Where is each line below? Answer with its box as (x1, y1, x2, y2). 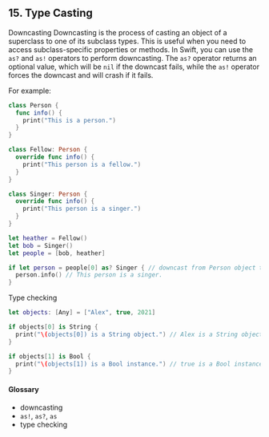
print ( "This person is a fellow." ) (22, 160, 142, 168)
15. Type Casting (8, 6, 94, 20)
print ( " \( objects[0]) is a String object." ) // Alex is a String (15, 330, 239, 338)
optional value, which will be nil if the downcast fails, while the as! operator (8, 62, 260, 71)
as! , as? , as (19, 411, 58, 420)
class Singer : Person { (8, 190, 88, 198)
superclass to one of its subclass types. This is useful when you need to (8, 36, 247, 46)
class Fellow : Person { (8, 146, 88, 154)
